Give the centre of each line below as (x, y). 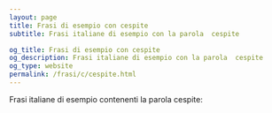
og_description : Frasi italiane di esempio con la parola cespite (136, 58)
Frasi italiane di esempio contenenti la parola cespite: (106, 99)
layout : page (33, 17)
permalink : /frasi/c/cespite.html (73, 75)
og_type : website (41, 66)
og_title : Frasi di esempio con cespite (85, 49)
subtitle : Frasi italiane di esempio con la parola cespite (124, 34)
